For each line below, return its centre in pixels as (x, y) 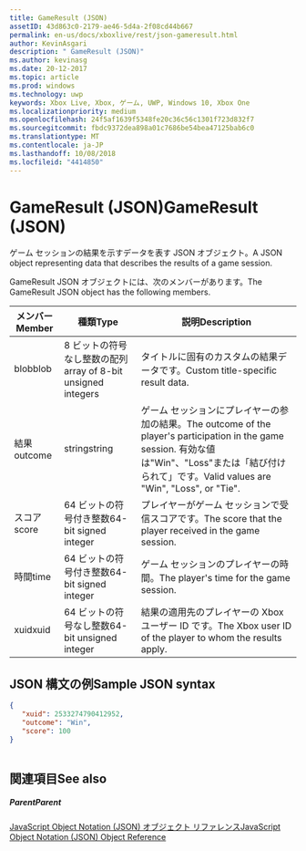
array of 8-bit (93, 371)
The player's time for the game (225, 578)
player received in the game (200, 531)
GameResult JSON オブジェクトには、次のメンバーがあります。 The (136, 282)
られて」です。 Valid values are (206, 477)
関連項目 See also (58, 778)
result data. (165, 382)
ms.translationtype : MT (55, 137)
